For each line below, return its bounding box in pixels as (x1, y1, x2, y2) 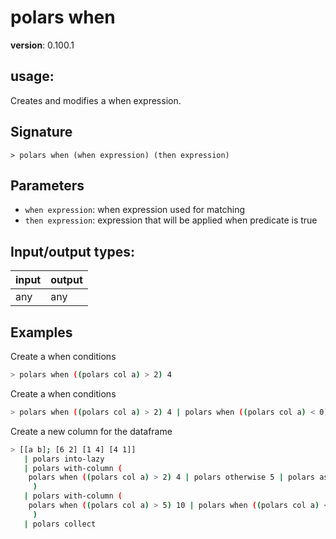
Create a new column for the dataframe (10, 425, 173, 437)
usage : (10, 68, 55, 85)
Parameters (10, 177, 85, 194)
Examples (10, 324, 73, 341)
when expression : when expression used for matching (24, 204, 246, 216)
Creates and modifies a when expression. (10, 94, 182, 106)
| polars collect (23, 519, 97, 529)
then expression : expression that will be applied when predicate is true (24, 214, 318, 226)
